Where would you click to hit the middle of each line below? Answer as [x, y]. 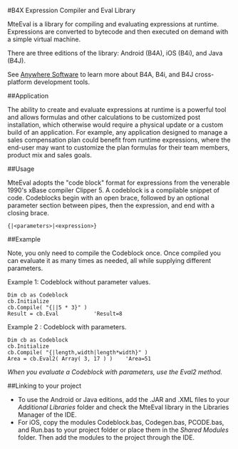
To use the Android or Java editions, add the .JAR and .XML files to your [124, 399]
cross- [205, 74]
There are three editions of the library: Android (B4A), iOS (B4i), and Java [115, 53]
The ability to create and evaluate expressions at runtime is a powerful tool [117, 109]
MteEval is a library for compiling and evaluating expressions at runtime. [113, 24]
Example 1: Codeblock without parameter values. [79, 282]
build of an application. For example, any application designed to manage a [118, 132]
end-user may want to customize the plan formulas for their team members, [119, 148]
